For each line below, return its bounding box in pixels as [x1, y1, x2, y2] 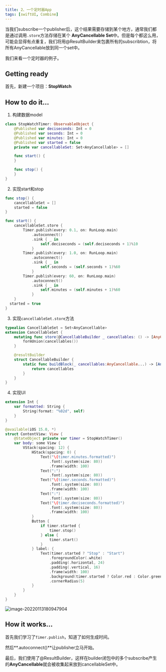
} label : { [31, 546, 54, 551]
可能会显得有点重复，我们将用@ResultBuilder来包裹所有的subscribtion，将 [5, 38, 157, 45]
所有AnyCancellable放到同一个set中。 [5, 45, 83, 50]
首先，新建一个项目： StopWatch [5, 84, 72, 90]
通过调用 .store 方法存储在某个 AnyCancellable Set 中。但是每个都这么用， [9, 32, 161, 38]
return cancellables [31, 366, 74, 371]
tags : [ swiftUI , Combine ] [5, 12, 58, 17]
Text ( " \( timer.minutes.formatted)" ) [40, 454, 116, 459]
